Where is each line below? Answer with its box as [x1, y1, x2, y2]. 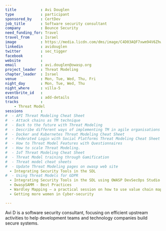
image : [5, 40, 43, 45]
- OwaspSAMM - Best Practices [9, 182, 72, 187]
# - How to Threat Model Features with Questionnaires [5, 141, 123, 146]
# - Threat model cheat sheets [5, 159, 72, 164]
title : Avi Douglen [5, 7, 70, 12]
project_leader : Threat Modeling [5, 67, 79, 72]
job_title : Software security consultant [5, 21, 107, 26]
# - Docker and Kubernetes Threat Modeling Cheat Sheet [5, 132, 125, 137]
